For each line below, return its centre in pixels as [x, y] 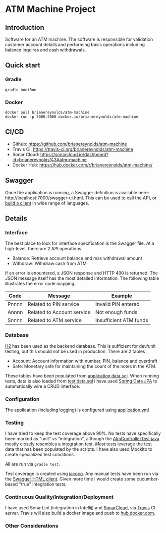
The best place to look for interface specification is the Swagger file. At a [80, 243]
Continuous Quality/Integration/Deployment [59, 497]
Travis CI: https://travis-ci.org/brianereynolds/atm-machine [73, 149]
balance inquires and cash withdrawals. [46, 50]
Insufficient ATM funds [122, 320]
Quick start [23, 65]
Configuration [22, 399]
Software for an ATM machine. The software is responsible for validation [79, 39]
